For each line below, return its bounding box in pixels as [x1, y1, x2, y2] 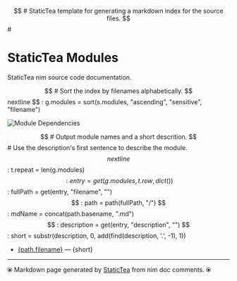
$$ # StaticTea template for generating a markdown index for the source [13, 7, 224, 15]
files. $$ [107, 14, 130, 23]
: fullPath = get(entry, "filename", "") [7, 187, 113, 196]
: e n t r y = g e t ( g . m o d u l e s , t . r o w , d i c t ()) [66, 176, 174, 185]
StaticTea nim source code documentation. [7, 73, 132, 81]
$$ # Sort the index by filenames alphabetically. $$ [44, 87, 193, 95]
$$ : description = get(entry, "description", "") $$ [47, 220, 190, 229]
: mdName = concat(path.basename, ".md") [7, 209, 135, 218]
